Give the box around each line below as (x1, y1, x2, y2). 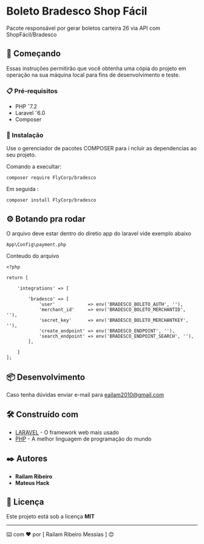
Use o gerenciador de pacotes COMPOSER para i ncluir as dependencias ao (6, 145, 197, 152)
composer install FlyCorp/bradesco (6, 197, 97, 203)
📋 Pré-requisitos (6, 86, 58, 95)
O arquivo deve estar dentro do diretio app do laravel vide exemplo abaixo (6, 230, 191, 237)
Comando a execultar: (6, 163, 62, 170)
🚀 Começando (6, 49, 61, 59)
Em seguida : (6, 186, 39, 193)
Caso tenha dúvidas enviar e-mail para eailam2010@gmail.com (6, 391, 164, 398)
